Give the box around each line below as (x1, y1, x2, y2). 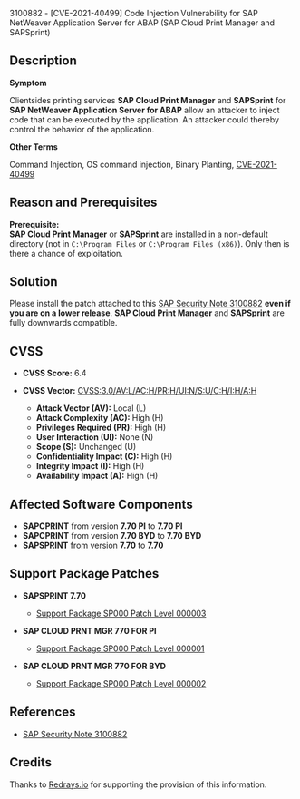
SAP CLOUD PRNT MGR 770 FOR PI (22, 625, 157, 636)
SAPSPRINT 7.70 (22, 590, 87, 601)
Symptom (9, 77, 47, 88)
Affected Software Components (9, 496, 193, 512)
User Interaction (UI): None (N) (35, 432, 154, 443)
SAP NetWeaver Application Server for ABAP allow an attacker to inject (9, 104, 280, 115)
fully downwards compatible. (9, 317, 118, 328)
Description (9, 54, 77, 69)
